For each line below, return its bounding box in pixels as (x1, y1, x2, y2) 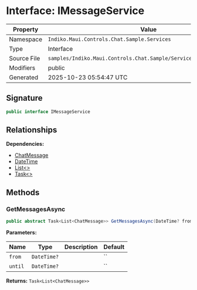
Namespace (9, 35, 43, 43)
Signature (6, 93, 43, 103)
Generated (9, 73, 39, 81)
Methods (6, 187, 40, 197)
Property (12, 25, 39, 33)
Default (103, 243, 125, 251)
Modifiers (9, 63, 36, 71)
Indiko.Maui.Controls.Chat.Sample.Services (47, 36, 171, 42)
